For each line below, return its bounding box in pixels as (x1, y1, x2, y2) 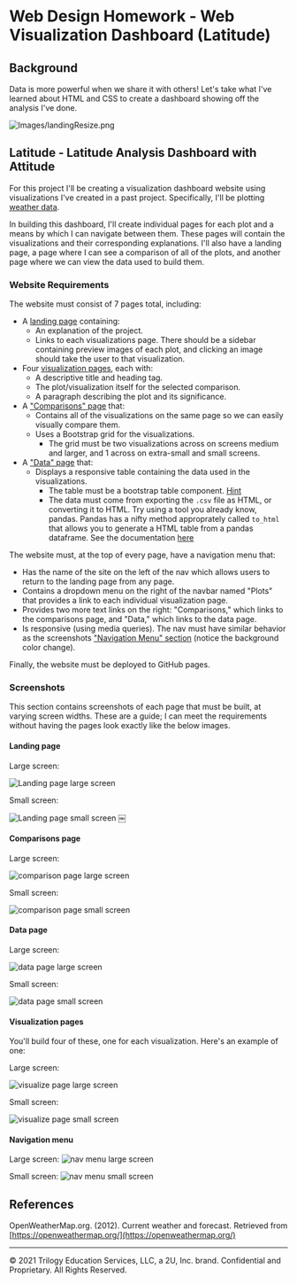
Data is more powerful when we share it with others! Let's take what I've (9, 84, 272, 94)
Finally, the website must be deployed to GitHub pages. (9, 659, 210, 670)
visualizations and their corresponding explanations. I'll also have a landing (9, 237, 282, 248)
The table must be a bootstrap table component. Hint (48, 486, 241, 496)
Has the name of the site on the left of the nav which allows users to (21, 567, 270, 578)
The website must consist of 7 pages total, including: (9, 299, 202, 309)
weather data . (9, 201, 60, 212)
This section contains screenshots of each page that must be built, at (9, 702, 262, 712)
